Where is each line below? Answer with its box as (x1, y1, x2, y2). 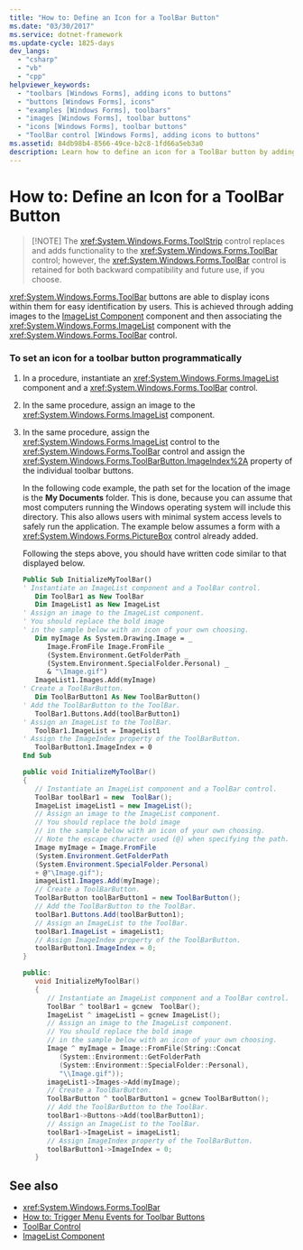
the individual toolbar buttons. (22, 465, 134, 476)
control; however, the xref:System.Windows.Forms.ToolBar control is (31, 255, 287, 265)
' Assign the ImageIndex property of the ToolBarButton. (22, 735, 242, 744)
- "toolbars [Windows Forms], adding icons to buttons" (17, 88, 232, 97)
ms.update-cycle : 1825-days (9, 38, 115, 48)
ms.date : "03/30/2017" (9, 22, 95, 31)
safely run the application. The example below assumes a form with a (22, 521, 280, 532)
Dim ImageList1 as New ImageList (34, 600, 161, 609)
